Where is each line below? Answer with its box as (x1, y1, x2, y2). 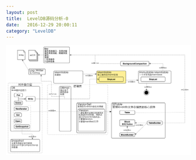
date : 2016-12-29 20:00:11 (6, 22, 77, 28)
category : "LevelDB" (6, 28, 57, 34)
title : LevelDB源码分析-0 (6, 15, 69, 22)
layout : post (6, 9, 38, 15)
